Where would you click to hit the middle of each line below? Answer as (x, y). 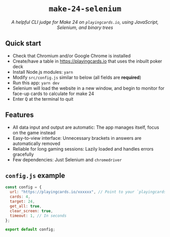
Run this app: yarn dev (36, 82)
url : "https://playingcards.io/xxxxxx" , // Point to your (72, 192)
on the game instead (34, 132)
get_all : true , (26, 206)
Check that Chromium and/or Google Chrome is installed (72, 55)
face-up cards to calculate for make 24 (53, 94)
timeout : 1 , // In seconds (38, 216)
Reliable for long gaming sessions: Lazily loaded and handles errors (83, 149)
